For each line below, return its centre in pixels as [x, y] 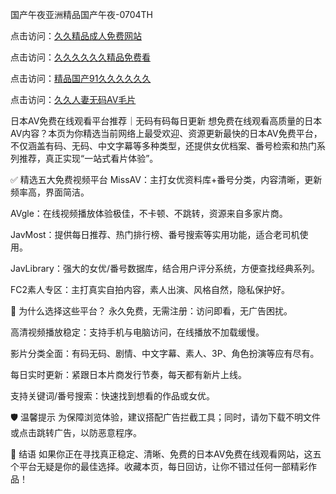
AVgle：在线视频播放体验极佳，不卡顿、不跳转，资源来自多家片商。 [149, 213]
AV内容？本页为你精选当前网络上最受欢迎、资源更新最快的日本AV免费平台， [166, 133]
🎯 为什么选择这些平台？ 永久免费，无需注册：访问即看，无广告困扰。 [151, 311]
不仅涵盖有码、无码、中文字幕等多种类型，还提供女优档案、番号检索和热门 [163, 146]
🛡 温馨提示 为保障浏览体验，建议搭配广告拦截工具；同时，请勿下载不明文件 [165, 417]
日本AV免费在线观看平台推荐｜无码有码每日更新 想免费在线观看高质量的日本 [166, 121]
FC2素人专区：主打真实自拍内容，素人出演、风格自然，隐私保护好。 [150, 289]
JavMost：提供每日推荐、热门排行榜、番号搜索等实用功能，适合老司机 [155, 234]
